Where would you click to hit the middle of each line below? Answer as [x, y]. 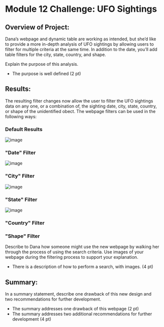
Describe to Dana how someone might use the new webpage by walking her [82, 247]
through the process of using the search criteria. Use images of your [74, 252]
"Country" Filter [25, 223]
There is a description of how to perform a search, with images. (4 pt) [83, 267]
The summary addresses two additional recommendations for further [82, 314]
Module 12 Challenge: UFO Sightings [81, 9]
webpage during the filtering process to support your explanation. [72, 257]
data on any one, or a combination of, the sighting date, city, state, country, [81, 106]
